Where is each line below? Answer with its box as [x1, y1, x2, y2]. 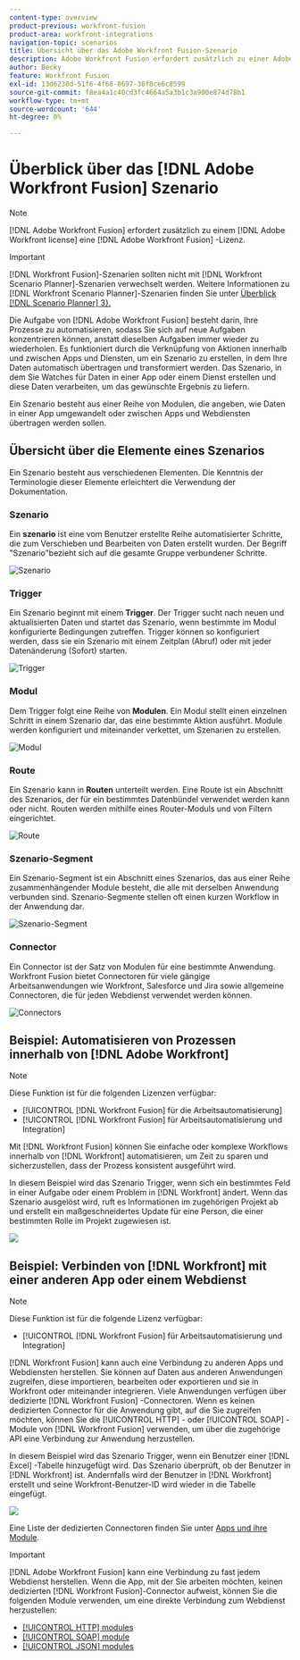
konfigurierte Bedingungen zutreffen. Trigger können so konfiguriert [9, 626, 261, 637]
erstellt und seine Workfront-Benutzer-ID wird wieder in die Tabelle [9, 1480, 256, 1490]
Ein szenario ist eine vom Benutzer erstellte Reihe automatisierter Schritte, [9, 529, 283, 540]
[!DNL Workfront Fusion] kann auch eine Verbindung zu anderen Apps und [9, 1357, 284, 1368]
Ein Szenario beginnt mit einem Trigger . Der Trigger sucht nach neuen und [9, 608, 284, 618]
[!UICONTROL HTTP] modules [21, 1622, 134, 1633]
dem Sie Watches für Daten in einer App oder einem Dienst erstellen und [9, 372, 277, 382]
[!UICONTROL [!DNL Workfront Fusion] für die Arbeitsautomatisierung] [21, 1105, 283, 1116]
